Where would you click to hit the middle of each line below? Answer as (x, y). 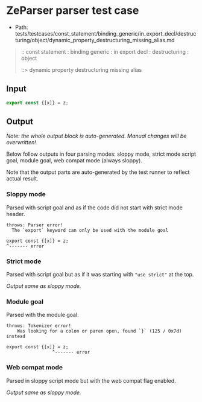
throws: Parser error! (35, 225)
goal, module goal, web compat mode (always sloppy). (74, 161)
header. (16, 214)
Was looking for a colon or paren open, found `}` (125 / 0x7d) (99, 331)
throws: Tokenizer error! (39, 326)
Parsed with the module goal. (43, 315)
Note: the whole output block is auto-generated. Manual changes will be (96, 136)
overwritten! (21, 142)
